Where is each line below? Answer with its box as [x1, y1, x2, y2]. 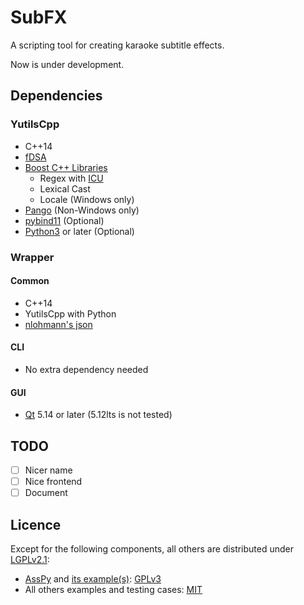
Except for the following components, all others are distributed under [10, 542, 295, 555]
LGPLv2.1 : [10, 553, 50, 565]
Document [24, 487, 68, 499]
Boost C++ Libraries [24, 161, 108, 173]
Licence [10, 516, 62, 533]
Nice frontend [24, 476, 83, 488]
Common [10, 275, 50, 287]
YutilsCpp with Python [24, 307, 117, 320]
